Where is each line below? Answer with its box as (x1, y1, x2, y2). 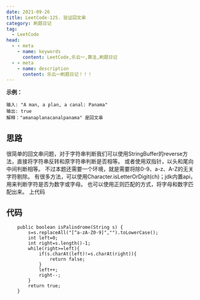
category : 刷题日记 (6, 20, 52, 26)
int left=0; (28, 235, 59, 241)
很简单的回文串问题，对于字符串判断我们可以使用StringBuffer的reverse (6, 150, 183, 158)
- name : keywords (17, 49, 61, 55)
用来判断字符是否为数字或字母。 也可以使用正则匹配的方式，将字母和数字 (6, 181, 188, 188)
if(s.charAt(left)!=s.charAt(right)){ (38, 251, 137, 257)
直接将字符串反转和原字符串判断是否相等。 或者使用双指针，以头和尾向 (16, 158, 194, 165)
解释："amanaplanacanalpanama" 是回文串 (6, 115, 104, 121)
